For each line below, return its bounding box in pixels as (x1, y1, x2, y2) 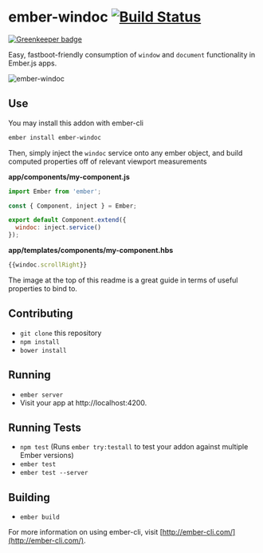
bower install (19, 346, 67, 354)
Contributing (8, 307, 73, 321)
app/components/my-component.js (8, 172, 130, 181)
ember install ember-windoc (8, 133, 102, 141)
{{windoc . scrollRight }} (8, 261, 88, 269)
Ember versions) (19, 451, 74, 460)
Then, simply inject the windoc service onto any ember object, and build (8, 148, 243, 157)
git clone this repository (19, 328, 102, 338)
